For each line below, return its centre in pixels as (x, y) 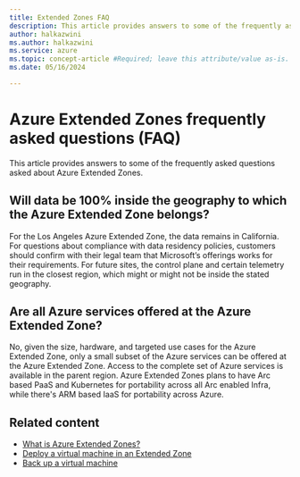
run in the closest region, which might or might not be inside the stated (139, 274)
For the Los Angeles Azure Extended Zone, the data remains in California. (144, 236)
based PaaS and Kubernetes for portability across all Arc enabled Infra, (140, 385)
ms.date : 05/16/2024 (48, 68)
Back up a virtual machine (70, 463)
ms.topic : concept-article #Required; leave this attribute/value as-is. (150, 59)
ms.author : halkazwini (51, 42)
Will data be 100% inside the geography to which (148, 201)
